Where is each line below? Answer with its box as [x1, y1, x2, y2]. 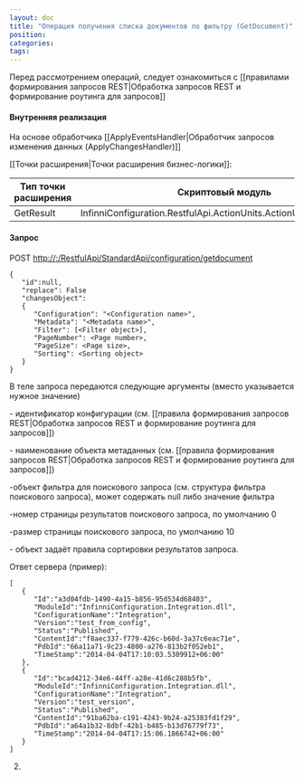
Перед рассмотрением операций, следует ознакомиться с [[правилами [9, 71, 290, 82]
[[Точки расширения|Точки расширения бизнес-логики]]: [9, 159, 233, 170]
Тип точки [19, 180, 66, 193]
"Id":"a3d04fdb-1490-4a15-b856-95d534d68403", [33, 594, 213, 603]
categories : [9, 38, 54, 48]
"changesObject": [21, 293, 88, 303]
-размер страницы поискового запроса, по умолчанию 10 [9, 526, 235, 537]
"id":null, [21, 278, 63, 287]
